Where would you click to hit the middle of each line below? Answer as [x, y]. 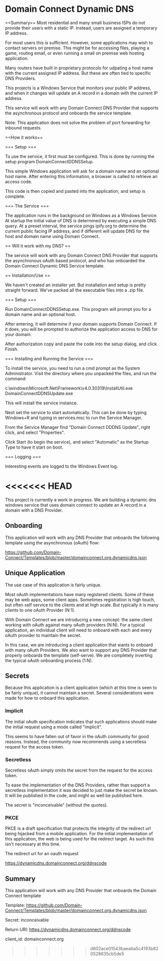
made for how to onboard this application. [47, 698]
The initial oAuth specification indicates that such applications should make [81, 721]
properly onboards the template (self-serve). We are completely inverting [79, 655]
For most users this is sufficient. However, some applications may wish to [79, 42]
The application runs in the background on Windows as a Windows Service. [82, 215]
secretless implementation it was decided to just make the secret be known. [82, 790]
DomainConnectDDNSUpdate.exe [39, 393]
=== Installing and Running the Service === [49, 359]
